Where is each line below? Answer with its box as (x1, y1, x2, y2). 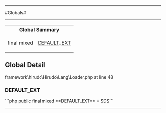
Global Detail (5, 61, 45, 69)
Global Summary (19, 26, 60, 33)
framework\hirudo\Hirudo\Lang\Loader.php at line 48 (5, 74, 114, 80)
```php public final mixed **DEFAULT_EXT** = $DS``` (5, 98, 114, 104)
